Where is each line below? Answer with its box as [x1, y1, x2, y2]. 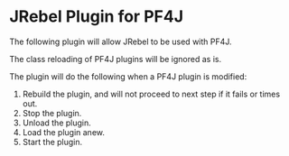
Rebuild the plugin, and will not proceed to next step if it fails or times [22, 88, 281, 99]
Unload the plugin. [22, 117, 92, 128]
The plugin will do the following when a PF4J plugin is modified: [9, 70, 247, 82]
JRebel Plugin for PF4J [9, 6, 183, 27]
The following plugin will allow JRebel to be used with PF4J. [9, 36, 232, 47]
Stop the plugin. [22, 107, 82, 118]
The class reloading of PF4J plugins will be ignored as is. [9, 53, 222, 64]
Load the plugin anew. [22, 126, 106, 137]
